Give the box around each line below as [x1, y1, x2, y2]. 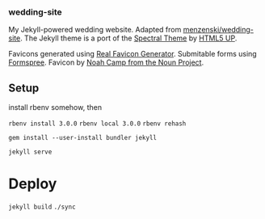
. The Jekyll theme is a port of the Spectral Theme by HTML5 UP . [19, 33, 238, 43]
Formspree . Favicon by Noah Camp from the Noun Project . [8, 57, 204, 67]
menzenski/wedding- [183, 25, 254, 35]
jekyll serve [8, 148, 53, 156]
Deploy [8, 175, 57, 193]
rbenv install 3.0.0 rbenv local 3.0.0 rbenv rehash [8, 120, 187, 128]
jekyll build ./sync [8, 203, 76, 212]
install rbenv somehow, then [8, 103, 103, 112]
